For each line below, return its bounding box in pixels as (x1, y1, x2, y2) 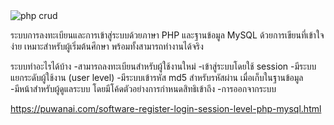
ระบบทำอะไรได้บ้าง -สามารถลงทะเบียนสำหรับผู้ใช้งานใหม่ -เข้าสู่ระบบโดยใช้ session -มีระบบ (10, 60, 317, 72)
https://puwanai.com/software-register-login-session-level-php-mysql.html (10, 103, 322, 114)
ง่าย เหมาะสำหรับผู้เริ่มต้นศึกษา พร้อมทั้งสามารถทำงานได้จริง (10, 40, 204, 52)
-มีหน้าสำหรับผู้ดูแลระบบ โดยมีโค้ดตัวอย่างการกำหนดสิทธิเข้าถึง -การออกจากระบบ (10, 83, 277, 94)
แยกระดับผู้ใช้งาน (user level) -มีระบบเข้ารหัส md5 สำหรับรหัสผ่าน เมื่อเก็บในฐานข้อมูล (10, 72, 304, 83)
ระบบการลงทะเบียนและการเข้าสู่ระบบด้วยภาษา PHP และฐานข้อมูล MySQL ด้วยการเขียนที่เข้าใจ (10, 29, 325, 41)
